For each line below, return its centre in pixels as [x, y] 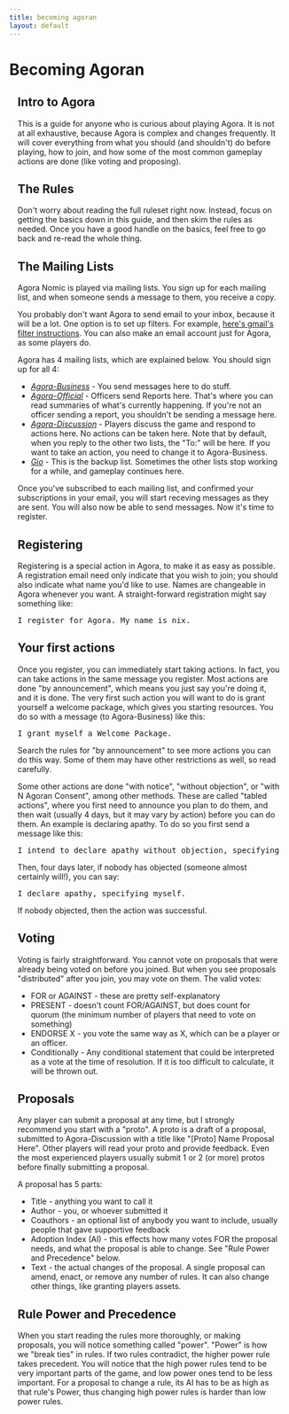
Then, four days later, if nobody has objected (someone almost [132, 867]
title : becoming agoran [53, 17]
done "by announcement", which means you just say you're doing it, [142, 688]
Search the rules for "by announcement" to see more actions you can [144, 750]
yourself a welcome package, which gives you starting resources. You [145, 707]
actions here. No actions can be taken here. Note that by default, [149, 434]
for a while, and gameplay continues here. [107, 472]
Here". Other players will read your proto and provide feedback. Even [144, 1148]
